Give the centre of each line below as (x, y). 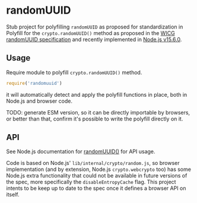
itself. (13, 195)
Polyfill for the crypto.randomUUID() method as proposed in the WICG (90, 33)
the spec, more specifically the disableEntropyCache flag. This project (91, 182)
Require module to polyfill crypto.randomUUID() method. (74, 72)
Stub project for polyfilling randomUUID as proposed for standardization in (95, 27)
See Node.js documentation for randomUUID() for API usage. (81, 151)
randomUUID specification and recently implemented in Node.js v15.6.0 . (94, 39)
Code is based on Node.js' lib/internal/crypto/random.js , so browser (93, 163)
